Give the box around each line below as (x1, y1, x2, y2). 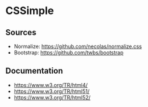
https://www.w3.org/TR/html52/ (13, 94, 91, 101)
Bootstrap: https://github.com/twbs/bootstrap (13, 49, 124, 56)
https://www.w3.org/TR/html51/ (13, 88, 90, 95)
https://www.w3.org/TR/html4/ (13, 81, 88, 88)
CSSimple (5, 4, 54, 18)
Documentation (5, 66, 64, 76)
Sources (5, 27, 37, 37)
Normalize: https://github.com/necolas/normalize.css (13, 43, 142, 50)
